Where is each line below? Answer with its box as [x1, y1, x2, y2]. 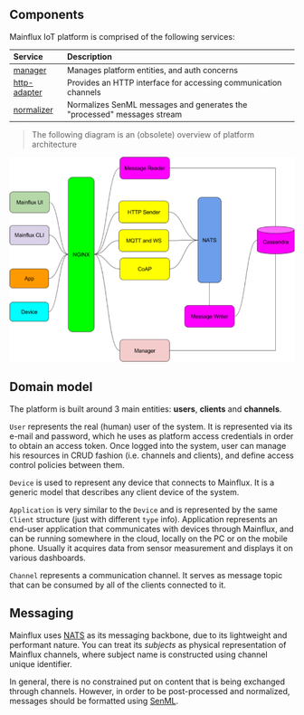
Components [9, 7, 84, 23]
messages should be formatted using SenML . [9, 695, 179, 706]
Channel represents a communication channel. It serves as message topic [9, 569, 283, 580]
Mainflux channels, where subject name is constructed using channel [9, 649, 269, 660]
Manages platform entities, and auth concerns [66, 64, 238, 75]
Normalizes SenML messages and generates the [66, 100, 248, 110]
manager [13, 64, 47, 75]
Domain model [9, 379, 93, 395]
